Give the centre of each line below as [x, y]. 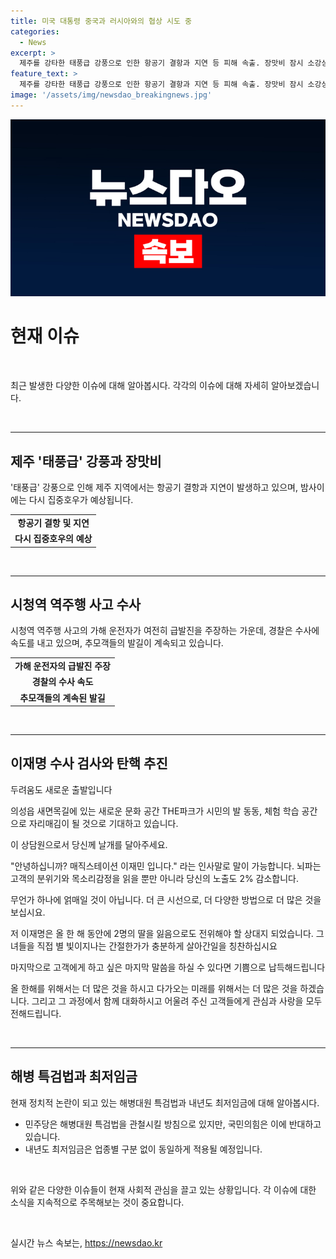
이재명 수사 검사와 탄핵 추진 [89, 763]
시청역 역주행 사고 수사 [76, 604]
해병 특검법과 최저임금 [74, 1076]
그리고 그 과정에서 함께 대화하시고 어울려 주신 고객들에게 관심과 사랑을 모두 [177, 1001]
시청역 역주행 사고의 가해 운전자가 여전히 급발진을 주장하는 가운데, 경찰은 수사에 [165, 631]
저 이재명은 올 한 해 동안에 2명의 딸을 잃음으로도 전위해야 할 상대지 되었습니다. [162, 933]
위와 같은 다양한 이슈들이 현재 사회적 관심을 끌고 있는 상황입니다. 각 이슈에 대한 [163, 1189]
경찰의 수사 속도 [62, 682]
